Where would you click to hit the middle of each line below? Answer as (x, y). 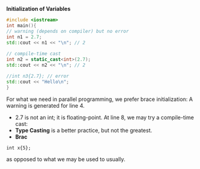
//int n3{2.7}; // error (38, 76)
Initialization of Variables (39, 9)
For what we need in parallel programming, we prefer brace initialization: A (100, 99)
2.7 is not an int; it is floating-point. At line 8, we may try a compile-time (105, 117)
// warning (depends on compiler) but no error (68, 31)
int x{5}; (19, 148)
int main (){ (21, 26)
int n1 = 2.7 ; (24, 37)
